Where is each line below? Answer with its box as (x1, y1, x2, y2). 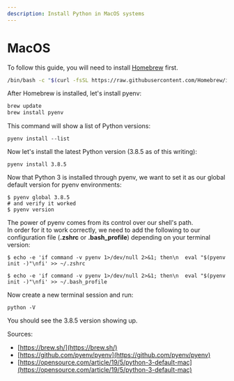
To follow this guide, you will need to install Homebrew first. (7, 63, 179, 72)
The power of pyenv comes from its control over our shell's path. (7, 219, 194, 227)
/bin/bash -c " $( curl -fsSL (7, 77, 89, 84)
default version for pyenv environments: (7, 180, 122, 189)
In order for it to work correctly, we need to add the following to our (7, 226, 201, 234)
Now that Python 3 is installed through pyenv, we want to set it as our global (7, 173, 226, 182)
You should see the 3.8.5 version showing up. (7, 316, 138, 325)
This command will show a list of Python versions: (7, 122, 151, 130)
